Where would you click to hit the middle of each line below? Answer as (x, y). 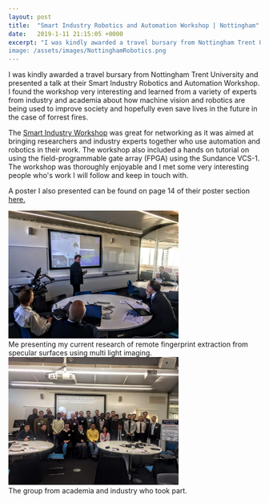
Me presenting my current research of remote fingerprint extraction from (128, 344)
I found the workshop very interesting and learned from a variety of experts (133, 91)
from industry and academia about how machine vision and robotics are (127, 100)
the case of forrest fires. (48, 117)
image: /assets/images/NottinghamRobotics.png (87, 51)
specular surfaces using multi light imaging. (80, 353)
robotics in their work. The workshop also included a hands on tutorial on (129, 150)
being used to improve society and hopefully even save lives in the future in (133, 109)
